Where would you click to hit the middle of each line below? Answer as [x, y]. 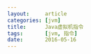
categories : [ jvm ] [34, 20]
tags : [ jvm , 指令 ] [42, 33]
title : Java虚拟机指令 [45, 27]
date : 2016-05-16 [42, 40]
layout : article [37, 14]
